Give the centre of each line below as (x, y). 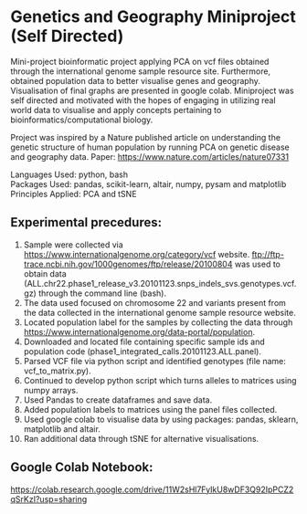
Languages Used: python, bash (69, 174)
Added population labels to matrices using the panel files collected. (150, 409)
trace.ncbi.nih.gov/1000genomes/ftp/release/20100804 (128, 264)
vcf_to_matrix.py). (57, 371)
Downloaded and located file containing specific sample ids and (144, 341)
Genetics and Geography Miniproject (153, 17)
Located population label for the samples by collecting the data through (158, 322)
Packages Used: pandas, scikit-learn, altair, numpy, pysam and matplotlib (148, 184)
